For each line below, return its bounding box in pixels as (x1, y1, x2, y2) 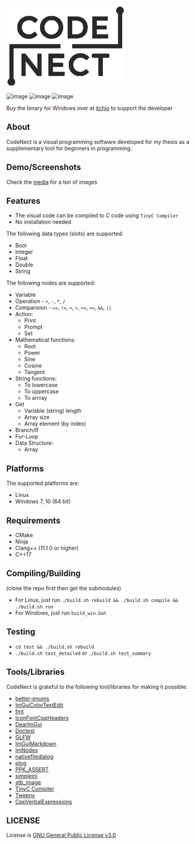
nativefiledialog (15, 752, 53, 760)
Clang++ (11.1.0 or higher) (15, 544, 79, 552)
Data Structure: (15, 439, 53, 447)
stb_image (15, 778, 41, 786)
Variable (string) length (24, 407, 82, 414)
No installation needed (15, 218, 71, 226)
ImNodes (15, 746, 38, 754)
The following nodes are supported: (6, 279, 96, 287)
